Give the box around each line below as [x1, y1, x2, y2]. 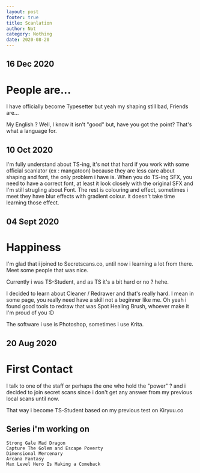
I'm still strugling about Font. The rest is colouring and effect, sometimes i [6, 186, 189, 194]
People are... [6, 83, 71, 97]
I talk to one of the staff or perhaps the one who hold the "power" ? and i [6, 382, 186, 389]
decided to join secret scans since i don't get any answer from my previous [6, 388, 192, 395]
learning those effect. [6, 199, 59, 206]
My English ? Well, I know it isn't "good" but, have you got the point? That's [6, 121, 192, 128]
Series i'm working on [6, 424, 90, 435]
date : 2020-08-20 [6, 37, 50, 43]
